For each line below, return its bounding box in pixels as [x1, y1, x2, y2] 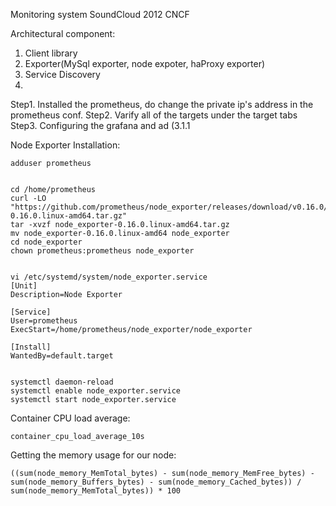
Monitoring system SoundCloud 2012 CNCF [10, 9, 190, 20]
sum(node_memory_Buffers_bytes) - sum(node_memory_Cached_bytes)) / [10, 477, 302, 487]
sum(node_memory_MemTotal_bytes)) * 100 [10, 486, 182, 496]
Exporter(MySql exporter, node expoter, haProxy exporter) [24, 58, 266, 69]
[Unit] [10, 281, 38, 291]
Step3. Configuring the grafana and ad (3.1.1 [10, 120, 191, 131]
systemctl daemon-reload [10, 377, 114, 387]
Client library [24, 47, 78, 59]
